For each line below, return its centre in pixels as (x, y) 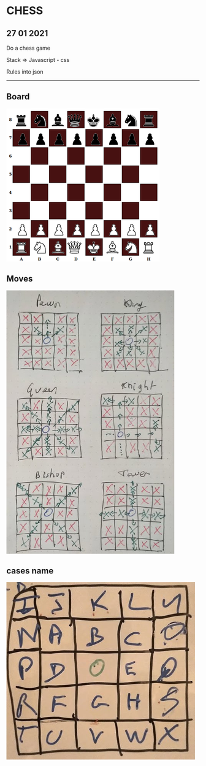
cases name (30, 571)
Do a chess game (29, 48)
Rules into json (25, 72)
